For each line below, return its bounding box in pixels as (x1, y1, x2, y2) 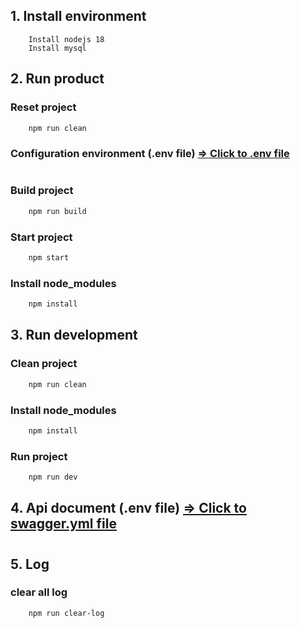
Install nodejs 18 (28, 34, 105, 44)
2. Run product (10, 70, 105, 88)
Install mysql (28, 43, 87, 53)
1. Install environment (10, 8, 147, 25)
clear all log (10, 585, 68, 599)
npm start (28, 253, 70, 263)
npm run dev (28, 472, 78, 483)
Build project (10, 184, 74, 198)
